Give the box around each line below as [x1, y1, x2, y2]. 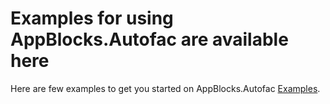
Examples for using [10, 7, 174, 30]
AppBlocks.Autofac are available [10, 28, 289, 51]
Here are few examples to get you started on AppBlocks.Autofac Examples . [10, 82, 321, 94]
